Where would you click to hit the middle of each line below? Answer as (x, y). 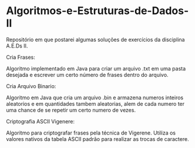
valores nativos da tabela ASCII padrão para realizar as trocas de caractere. (97, 139)
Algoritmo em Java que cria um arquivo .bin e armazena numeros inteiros (95, 97)
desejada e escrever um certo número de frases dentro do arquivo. (87, 75)
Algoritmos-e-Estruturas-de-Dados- (97, 11)
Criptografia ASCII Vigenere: (41, 121)
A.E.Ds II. (17, 46)
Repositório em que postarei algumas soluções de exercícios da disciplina (95, 39)
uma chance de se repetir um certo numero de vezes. (71, 110)
